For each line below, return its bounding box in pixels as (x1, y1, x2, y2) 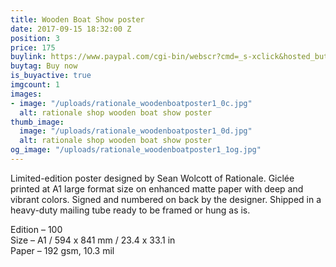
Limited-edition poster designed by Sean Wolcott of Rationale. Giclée (10, 172, 295, 184)
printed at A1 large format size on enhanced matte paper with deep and (10, 182, 304, 195)
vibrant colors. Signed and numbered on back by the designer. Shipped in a (10, 193, 322, 205)
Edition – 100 (10, 223, 63, 235)
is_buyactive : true (10, 71, 92, 81)
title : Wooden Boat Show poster (10, 14, 145, 25)
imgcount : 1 (10, 80, 60, 90)
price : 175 (10, 42, 56, 53)
